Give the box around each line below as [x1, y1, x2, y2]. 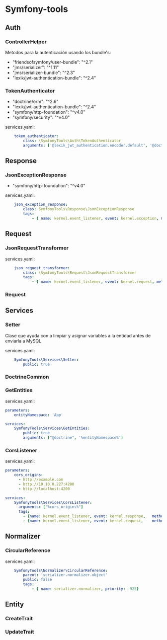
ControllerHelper [5, 38, 47, 45]
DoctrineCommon [5, 374, 49, 381]
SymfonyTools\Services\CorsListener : [14, 500, 92, 505]
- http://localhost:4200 [18, 486, 70, 491]
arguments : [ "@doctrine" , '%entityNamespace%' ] [23, 435, 123, 440]
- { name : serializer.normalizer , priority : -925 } [31, 586, 139, 592]
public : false [23, 577, 52, 582]
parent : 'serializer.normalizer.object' [23, 572, 108, 577]
